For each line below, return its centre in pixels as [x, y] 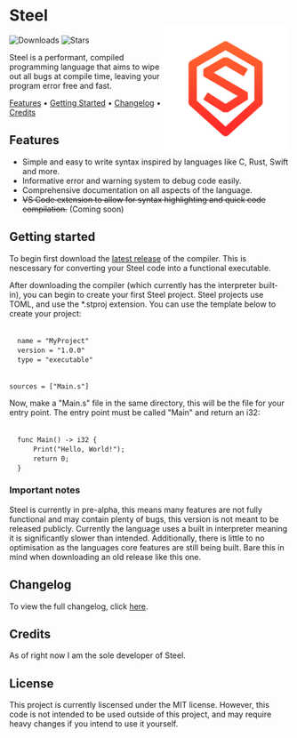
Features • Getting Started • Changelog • [85, 102]
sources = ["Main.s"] [49, 386]
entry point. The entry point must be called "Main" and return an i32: [135, 412]
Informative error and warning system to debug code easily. [132, 180]
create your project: [45, 313]
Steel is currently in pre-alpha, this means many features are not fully [136, 509]
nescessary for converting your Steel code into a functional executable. [140, 268]
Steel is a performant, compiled [67, 57]
